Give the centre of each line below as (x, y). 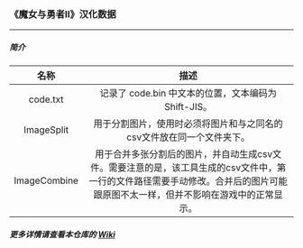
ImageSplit (46, 130)
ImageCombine (46, 180)
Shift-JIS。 (188, 107)
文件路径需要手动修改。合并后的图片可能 (202, 181)
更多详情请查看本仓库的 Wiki (62, 234)
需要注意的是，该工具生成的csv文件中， (193, 168)
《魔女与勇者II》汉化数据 (63, 14)
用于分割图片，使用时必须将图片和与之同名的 (188, 124)
